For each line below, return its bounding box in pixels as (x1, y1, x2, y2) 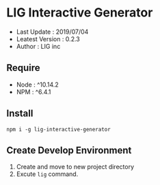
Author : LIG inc (16, 42, 61, 50)
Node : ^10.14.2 (16, 80, 59, 89)
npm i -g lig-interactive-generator (6, 126, 111, 133)
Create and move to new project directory (16, 163, 135, 171)
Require (6, 62, 40, 74)
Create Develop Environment (6, 144, 132, 156)
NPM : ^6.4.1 (16, 87, 51, 96)
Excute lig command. (16, 170, 79, 178)
